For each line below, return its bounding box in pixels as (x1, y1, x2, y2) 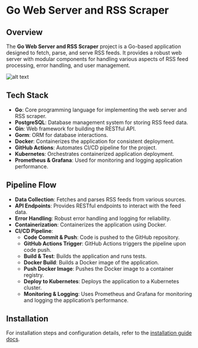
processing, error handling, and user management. (6, 62, 130, 69)
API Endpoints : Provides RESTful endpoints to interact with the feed (14, 202, 181, 209)
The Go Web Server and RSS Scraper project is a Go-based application (6, 43, 181, 50)
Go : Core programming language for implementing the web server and (14, 106, 187, 113)
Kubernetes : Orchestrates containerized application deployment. (14, 150, 174, 157)
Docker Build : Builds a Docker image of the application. (23, 258, 159, 266)
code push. (23, 246, 52, 253)
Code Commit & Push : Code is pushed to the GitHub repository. (23, 234, 180, 241)
